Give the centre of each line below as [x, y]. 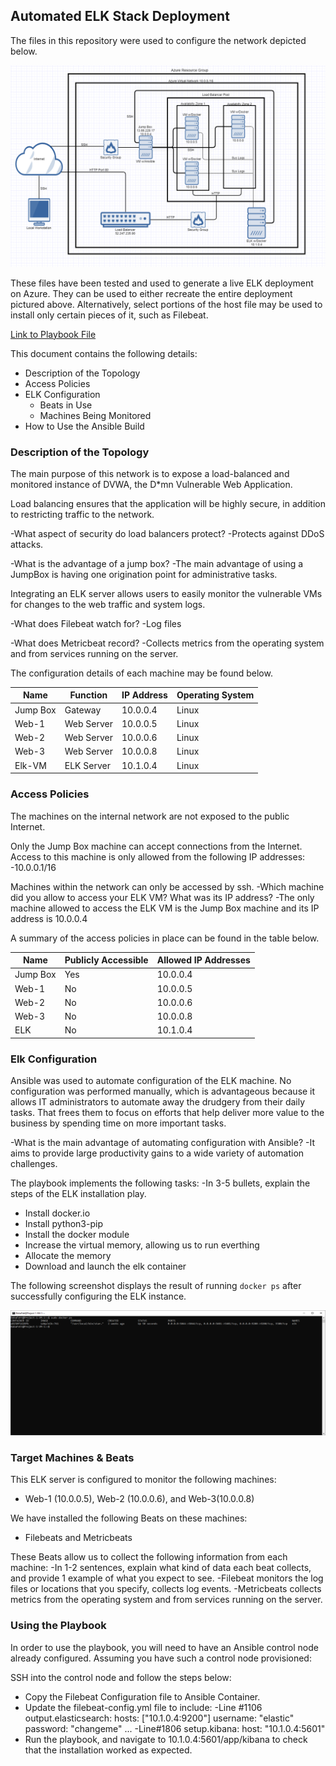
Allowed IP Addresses [203, 960]
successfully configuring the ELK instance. [98, 1296]
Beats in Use [66, 405]
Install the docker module [77, 1235]
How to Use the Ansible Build [84, 426]
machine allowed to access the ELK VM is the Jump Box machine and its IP [165, 908]
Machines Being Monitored [95, 415]
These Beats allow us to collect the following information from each [149, 1557]
